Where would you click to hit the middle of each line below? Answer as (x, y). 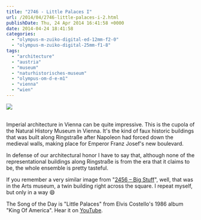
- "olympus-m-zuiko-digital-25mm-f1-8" (61, 46)
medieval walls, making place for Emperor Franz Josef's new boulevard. (95, 143)
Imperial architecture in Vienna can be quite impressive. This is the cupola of (100, 124)
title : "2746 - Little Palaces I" (49, 12)
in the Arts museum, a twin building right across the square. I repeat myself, (99, 186)
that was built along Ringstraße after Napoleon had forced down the (90, 137)
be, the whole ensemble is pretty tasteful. (57, 168)
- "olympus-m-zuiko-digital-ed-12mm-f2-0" (65, 40)
